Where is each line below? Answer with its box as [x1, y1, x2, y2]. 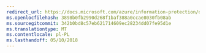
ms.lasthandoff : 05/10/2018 [6, 37, 78, 43]
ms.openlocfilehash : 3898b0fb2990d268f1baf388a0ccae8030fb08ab [6, 15, 172, 21]
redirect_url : [6, 9, 43, 15]
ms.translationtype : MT [6, 26, 67, 32]
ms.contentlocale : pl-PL [6, 32, 70, 38]
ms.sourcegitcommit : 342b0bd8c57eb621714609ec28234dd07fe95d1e [6, 20, 172, 26]
